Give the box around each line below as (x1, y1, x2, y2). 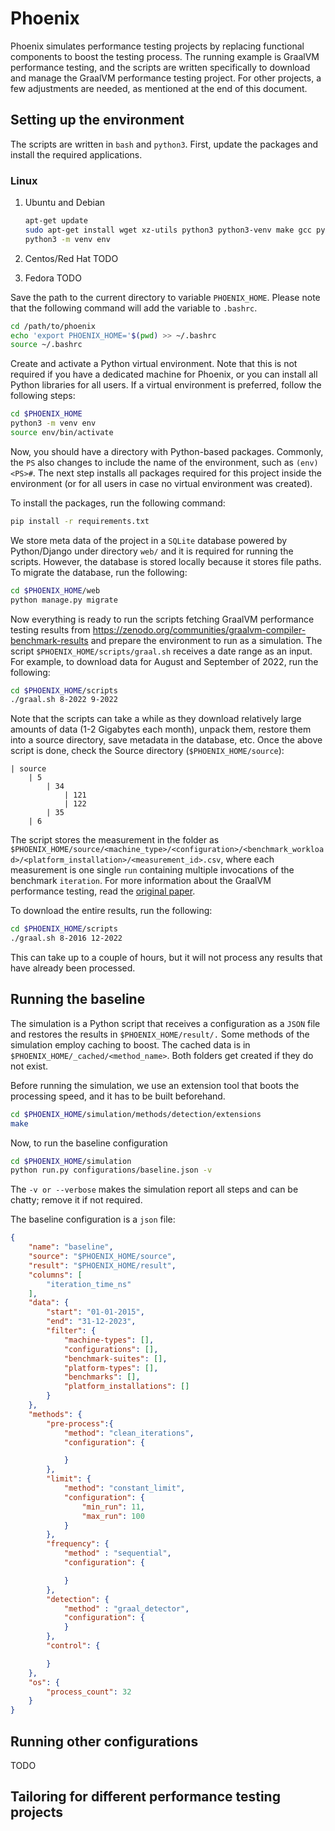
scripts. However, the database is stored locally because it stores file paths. (10, 555, 322, 567)
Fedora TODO (24, 272, 82, 284)
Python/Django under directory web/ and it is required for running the (10, 545, 294, 557)
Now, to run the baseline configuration (10, 1137, 168, 1149)
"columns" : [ (28, 1270, 83, 1280)
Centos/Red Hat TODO (24, 252, 119, 264)
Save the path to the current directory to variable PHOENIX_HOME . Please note (10, 291, 321, 303)
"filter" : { (46, 1326, 97, 1336)
